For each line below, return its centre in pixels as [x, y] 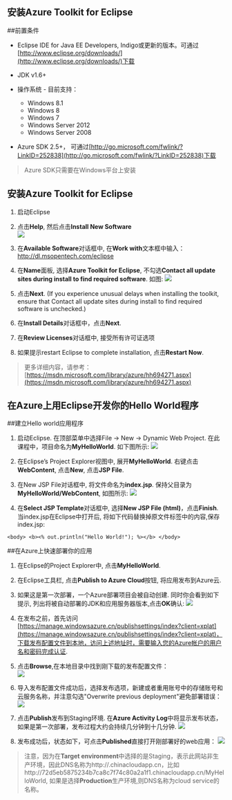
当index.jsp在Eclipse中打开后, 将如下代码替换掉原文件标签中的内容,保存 [118, 517]
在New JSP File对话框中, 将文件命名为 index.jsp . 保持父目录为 [104, 485]
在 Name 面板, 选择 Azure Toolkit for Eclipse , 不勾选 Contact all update [116, 270]
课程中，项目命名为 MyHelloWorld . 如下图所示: [83, 447]
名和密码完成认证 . [42, 651]
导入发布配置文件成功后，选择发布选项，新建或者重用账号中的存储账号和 [120, 688]
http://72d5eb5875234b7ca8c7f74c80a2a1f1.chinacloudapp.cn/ [115, 772]
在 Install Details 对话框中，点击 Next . [69, 323]
